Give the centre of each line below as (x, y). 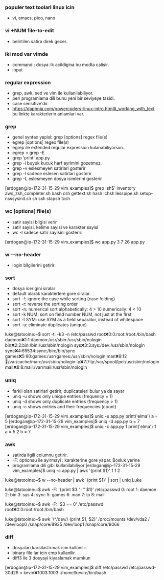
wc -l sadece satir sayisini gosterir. (47, 232)
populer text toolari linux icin (40, 7)
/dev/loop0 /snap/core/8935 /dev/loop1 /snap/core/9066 (62, 524)
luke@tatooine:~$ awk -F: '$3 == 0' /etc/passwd (54, 504)
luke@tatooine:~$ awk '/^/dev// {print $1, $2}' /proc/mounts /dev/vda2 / (78, 519)
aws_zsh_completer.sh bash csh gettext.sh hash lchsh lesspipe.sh (72, 193)
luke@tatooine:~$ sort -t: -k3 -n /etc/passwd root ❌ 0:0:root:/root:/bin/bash (80, 335)
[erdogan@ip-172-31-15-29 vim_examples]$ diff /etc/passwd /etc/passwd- (81, 568)
